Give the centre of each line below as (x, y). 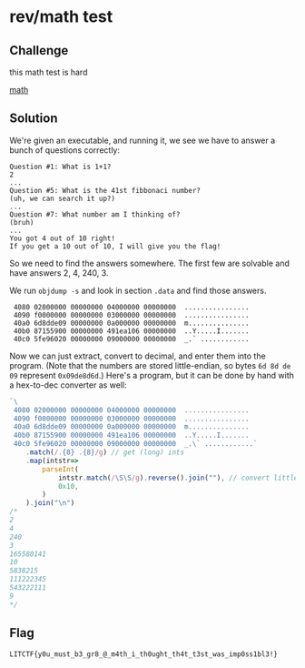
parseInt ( (60, 469)
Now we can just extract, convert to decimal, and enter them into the (138, 356)
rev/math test (61, 17)
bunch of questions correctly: (65, 150)
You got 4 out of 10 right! (63, 238)
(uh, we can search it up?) (63, 198)
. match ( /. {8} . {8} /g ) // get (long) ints (105, 452)
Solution (34, 119)
